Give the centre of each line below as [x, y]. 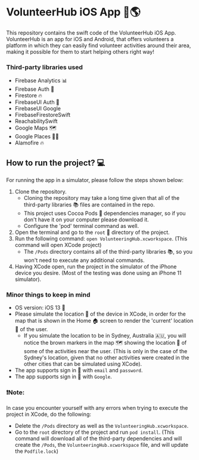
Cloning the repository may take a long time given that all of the [102, 198]
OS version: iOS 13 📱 [40, 308]
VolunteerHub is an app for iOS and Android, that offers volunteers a [90, 39]
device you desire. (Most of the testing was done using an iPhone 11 [98, 273]
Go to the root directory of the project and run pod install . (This [94, 432]
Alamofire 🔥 [29, 143]
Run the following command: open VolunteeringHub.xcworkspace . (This [101, 239]
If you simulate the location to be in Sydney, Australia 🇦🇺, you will [105, 336]
